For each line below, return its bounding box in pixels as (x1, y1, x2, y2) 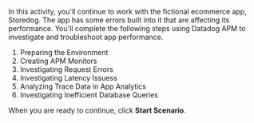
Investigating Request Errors (19, 65, 113, 74)
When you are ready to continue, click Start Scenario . (8, 105, 186, 115)
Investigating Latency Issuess (19, 73, 117, 82)
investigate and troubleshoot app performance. (8, 32, 164, 42)
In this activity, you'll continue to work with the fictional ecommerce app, (8, 7, 248, 16)
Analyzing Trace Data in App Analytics (19, 81, 146, 91)
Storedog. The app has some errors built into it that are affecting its (8, 15, 230, 25)
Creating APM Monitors (19, 56, 97, 65)
